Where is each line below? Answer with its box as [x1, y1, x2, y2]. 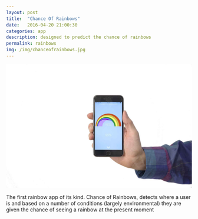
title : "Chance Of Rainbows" [6, 15, 81, 22]
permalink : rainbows [6, 41, 57, 47]
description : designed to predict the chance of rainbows [6, 34, 151, 41]
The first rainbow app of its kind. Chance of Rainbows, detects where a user [6, 193, 191, 200]
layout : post [6, 9, 38, 15]
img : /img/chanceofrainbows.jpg [6, 47, 85, 53]
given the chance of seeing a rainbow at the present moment [6, 206, 154, 213]
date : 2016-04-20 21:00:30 [6, 22, 78, 28]
